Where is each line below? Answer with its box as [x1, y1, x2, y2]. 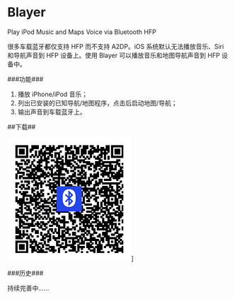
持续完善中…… [7, 283, 50, 292]
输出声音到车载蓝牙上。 [17, 107, 86, 116]
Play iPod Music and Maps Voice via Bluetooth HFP [7, 28, 157, 36]
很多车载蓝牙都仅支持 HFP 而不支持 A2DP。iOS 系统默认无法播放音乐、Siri [7, 42, 224, 50]
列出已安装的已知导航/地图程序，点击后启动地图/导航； [17, 98, 178, 107]
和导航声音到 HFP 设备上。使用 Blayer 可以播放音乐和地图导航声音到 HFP [7, 51, 221, 59]
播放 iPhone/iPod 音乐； [17, 90, 88, 98]
